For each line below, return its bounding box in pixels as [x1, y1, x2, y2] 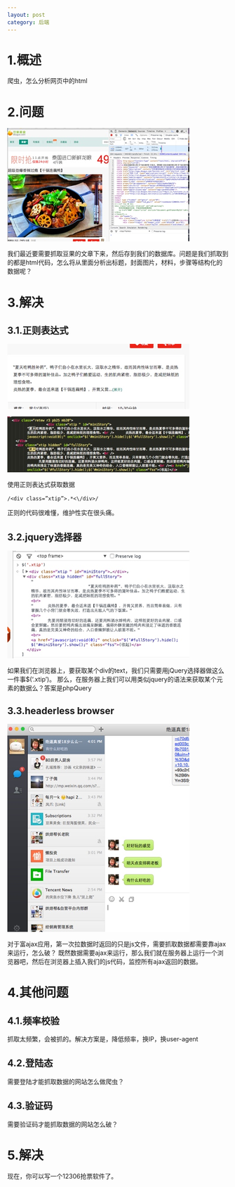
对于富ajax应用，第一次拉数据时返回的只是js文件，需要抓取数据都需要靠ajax [7, 940, 227, 948]
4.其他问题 [7, 985, 69, 1001]
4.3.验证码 [7, 1100, 53, 1112]
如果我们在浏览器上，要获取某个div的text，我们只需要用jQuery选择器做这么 [7, 666, 224, 675]
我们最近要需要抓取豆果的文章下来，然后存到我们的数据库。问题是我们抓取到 [7, 250, 229, 258]
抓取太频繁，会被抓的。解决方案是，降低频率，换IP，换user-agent [7, 1035, 199, 1043]
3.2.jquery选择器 [7, 531, 82, 543]
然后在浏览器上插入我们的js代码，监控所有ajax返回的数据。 [31, 958, 202, 965]
